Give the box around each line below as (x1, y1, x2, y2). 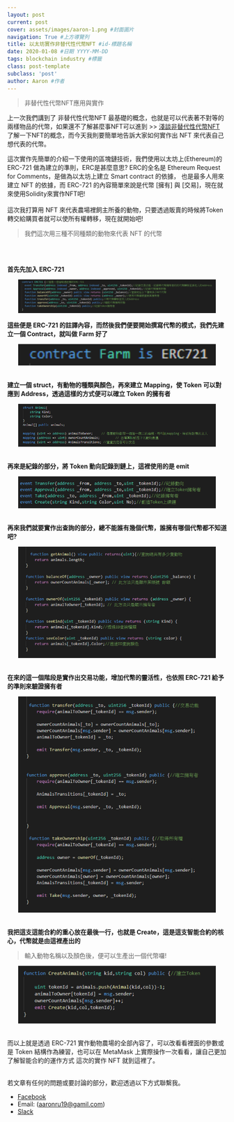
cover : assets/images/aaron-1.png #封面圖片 (7, 26, 134, 33)
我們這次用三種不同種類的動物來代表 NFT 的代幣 (24, 229, 162, 238)
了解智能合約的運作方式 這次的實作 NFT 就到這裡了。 (7, 1056, 159, 1065)
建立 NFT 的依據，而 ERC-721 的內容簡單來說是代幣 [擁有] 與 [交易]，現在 (7, 180, 217, 189)
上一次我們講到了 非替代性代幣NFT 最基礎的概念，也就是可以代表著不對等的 (7, 113, 224, 122)
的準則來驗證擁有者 (7, 682, 63, 690)
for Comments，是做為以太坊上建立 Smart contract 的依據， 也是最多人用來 (7, 172, 224, 180)
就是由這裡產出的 (31, 936, 81, 945)
